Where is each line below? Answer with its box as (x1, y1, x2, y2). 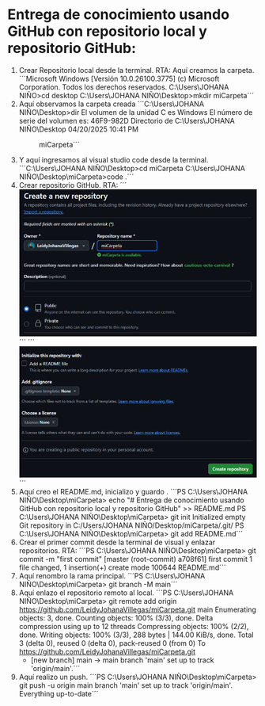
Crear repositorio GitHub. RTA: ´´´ (18, 180, 127, 189)
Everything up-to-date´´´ (18, 689, 99, 699)
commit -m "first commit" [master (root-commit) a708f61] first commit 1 (18, 555, 252, 564)
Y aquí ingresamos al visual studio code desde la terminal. (18, 155, 209, 164)
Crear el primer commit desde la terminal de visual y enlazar (18, 537, 216, 548)
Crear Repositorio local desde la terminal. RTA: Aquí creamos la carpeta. (18, 65, 255, 74)
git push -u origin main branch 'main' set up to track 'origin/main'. (18, 681, 233, 690)
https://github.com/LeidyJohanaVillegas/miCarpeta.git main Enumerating (18, 605, 256, 615)
